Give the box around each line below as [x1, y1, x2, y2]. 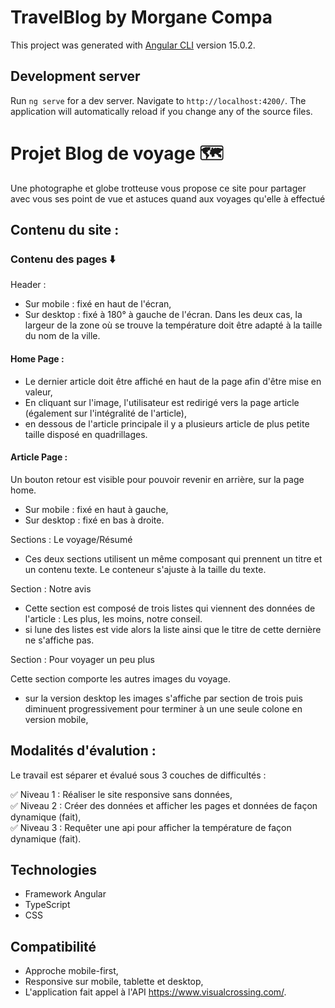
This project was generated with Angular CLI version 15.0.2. [10, 39, 256, 51]
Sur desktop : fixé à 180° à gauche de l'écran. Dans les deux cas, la [24, 309, 303, 321]
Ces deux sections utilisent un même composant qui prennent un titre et [24, 552, 323, 565]
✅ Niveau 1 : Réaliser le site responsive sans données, [10, 788, 233, 800]
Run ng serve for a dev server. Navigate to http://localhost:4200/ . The [10, 94, 307, 106]
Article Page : [10, 451, 68, 463]
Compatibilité [10, 938, 97, 955]
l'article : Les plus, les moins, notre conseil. [24, 612, 203, 625]
